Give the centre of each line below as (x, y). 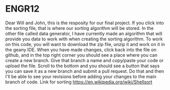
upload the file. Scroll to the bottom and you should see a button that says (82, 66)
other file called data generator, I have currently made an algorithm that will (84, 33)
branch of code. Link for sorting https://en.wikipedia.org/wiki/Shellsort (79, 82)
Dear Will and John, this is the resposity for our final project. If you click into (84, 23)
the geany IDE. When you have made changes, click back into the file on (81, 50)
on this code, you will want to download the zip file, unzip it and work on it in (85, 44)
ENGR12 (22, 9)
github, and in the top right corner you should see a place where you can (81, 55)
